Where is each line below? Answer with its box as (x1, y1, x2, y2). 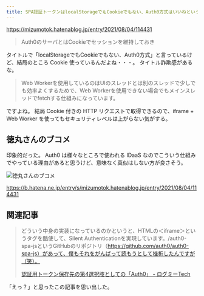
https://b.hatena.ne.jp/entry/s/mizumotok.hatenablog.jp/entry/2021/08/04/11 (6, 184, 197, 191)
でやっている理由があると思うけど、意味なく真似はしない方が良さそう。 (6, 159, 186, 167)
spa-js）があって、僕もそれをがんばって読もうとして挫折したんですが (21, 250, 195, 257)
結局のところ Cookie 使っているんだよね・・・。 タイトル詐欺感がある (16, 58, 193, 66)
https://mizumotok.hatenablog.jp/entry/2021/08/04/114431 (6, 26, 152, 33)
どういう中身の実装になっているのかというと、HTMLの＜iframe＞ (21, 227, 185, 235)
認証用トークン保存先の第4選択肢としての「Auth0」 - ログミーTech (21, 270, 191, 278)
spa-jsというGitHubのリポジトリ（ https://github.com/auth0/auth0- (21, 243, 189, 250)
